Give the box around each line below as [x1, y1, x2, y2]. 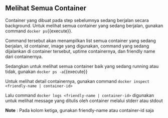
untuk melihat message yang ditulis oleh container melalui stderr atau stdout [5, 97, 163, 103]
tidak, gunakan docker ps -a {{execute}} [5, 68, 88, 74]
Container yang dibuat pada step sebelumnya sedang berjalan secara [5, 17, 149, 23]
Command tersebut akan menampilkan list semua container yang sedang [5, 37, 156, 43]
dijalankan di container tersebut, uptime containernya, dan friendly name [5, 48, 155, 54]
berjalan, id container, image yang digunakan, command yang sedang [5, 42, 149, 49]
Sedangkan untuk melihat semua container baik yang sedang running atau [5, 63, 159, 69]
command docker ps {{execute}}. [5, 27, 73, 34]
